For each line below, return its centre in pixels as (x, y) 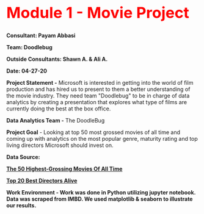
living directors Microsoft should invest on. (60, 145)
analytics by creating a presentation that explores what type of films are (97, 102)
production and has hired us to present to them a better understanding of (98, 89)
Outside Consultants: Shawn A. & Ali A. (57, 59)
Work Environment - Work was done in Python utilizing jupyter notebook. (101, 192)
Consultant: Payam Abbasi (41, 35)
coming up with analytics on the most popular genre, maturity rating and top (102, 138)
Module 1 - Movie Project (98, 12)
